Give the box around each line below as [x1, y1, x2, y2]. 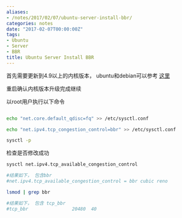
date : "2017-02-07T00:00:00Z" [6, 26, 84, 32]
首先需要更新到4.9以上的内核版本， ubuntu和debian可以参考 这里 [6, 71, 170, 79]
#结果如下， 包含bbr [6, 172, 53, 179]
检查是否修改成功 [6, 149, 49, 156]
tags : [6, 32, 20, 38]
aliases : [6, 9, 29, 15]
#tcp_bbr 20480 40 [6, 206, 97, 212]
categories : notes [6, 20, 53, 26]
